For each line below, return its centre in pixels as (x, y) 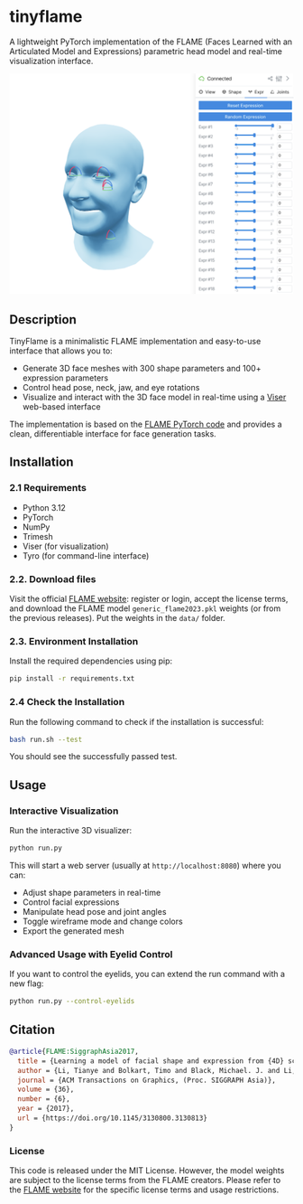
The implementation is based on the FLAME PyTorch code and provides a (146, 424)
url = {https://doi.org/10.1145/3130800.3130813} (112, 1118)
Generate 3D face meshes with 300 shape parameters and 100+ (142, 369)
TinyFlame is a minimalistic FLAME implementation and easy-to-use (135, 342)
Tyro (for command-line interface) (86, 555)
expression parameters (65, 378)
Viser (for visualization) (65, 546)
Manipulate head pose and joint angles (94, 911)
